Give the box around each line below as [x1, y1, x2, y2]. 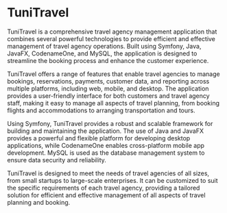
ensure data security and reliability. [7, 155, 106, 164]
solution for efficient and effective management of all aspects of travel [7, 190, 206, 199]
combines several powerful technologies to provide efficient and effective [7, 34, 216, 42]
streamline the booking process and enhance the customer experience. [7, 56, 209, 64]
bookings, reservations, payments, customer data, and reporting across [7, 77, 210, 85]
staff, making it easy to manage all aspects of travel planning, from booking [7, 99, 220, 107]
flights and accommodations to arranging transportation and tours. [7, 106, 195, 114]
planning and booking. [7, 198, 71, 206]
